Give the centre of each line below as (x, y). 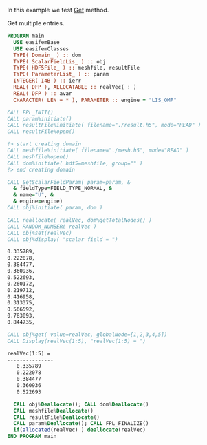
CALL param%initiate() (40, 119)
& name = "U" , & (33, 195)
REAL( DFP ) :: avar (43, 93)
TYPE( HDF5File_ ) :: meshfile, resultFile (76, 68)
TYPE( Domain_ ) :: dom (47, 55)
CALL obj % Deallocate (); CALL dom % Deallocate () (81, 404)
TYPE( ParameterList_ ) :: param (61, 74)
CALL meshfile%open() (38, 157)
